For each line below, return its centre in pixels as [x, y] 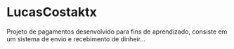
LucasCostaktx [52, 12]
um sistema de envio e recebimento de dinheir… [76, 38]
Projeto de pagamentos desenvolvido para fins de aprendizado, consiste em [117, 31]
